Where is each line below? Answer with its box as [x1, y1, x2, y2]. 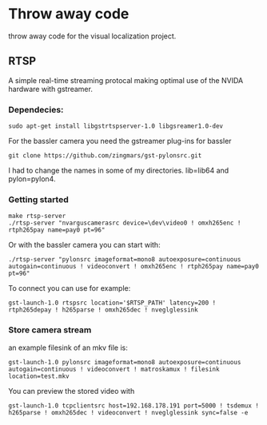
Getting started [8, 193, 70, 205]
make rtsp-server [8, 212, 66, 220]
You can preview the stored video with [8, 386, 135, 395]
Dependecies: [8, 104, 64, 115]
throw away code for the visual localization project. [8, 31, 177, 41]
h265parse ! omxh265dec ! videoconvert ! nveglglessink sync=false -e [8, 408, 249, 416]
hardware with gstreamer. [8, 84, 94, 93]
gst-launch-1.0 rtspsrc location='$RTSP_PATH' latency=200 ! [8, 299, 217, 308]
